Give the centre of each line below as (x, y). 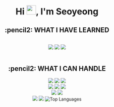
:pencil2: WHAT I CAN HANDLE (57, 69)
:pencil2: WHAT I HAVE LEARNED (57, 30)
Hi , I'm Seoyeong (57, 12)
